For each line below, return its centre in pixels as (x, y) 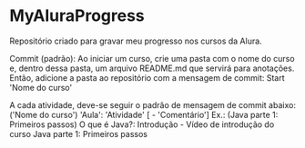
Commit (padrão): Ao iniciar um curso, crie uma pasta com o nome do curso (152, 58)
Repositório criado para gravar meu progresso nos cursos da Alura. (136, 41)
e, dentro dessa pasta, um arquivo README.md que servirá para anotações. (152, 68)
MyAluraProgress (77, 16)
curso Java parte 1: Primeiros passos (79, 133)
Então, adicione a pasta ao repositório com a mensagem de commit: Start (147, 77)
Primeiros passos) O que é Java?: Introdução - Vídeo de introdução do (142, 124)
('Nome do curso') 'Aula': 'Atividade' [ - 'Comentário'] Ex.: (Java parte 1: (144, 114)
